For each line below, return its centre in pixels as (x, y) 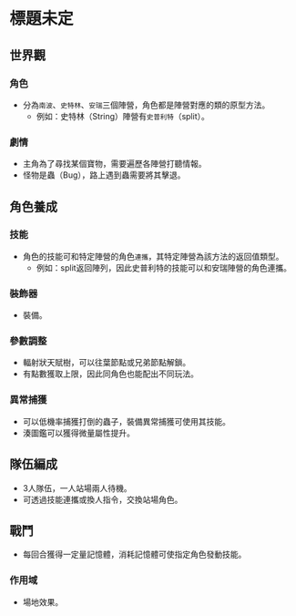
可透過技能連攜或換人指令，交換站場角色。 (102, 499)
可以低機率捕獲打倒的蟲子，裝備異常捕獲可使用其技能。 (126, 421)
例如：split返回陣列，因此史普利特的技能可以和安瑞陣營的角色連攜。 (163, 267)
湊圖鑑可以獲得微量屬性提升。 (78, 433)
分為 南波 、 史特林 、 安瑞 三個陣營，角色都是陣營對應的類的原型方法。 (146, 105)
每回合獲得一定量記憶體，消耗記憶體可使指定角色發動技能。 (134, 554)
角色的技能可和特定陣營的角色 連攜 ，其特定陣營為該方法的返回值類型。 (153, 256)
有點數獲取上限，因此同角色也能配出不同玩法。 (110, 374)
